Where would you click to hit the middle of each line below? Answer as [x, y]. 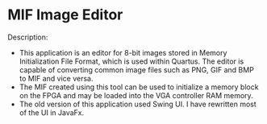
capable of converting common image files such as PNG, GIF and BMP [137, 69]
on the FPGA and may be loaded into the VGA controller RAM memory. [136, 95]
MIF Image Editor [65, 15]
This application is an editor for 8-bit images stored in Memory [123, 52]
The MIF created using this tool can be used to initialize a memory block [139, 87]
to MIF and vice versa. [56, 78]
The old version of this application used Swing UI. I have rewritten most [138, 104]
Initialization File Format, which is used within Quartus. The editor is [131, 61]
